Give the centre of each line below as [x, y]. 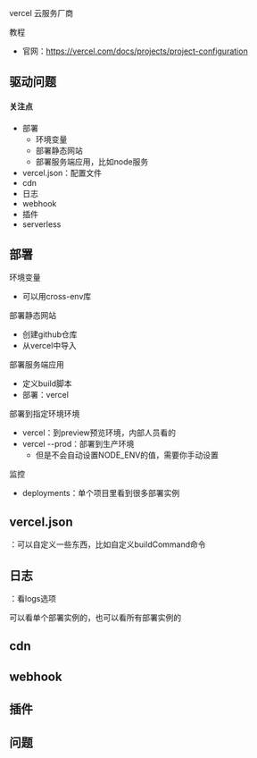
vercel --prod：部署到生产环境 [78, 444]
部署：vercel [46, 395]
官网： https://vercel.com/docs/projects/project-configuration [135, 51]
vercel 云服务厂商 [41, 13]
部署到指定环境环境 [45, 414]
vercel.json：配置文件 [62, 173]
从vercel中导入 [50, 346]
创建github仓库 [50, 334]
